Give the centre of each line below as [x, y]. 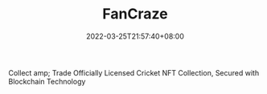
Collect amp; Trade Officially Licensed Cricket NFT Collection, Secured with [134, 72]
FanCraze [135, 14]
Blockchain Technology [47, 81]
